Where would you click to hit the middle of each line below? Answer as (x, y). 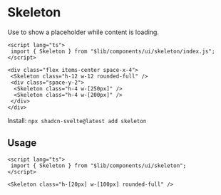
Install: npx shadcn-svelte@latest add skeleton (77, 120)
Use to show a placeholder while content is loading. (83, 32)
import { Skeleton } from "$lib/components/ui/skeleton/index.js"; (113, 51)
